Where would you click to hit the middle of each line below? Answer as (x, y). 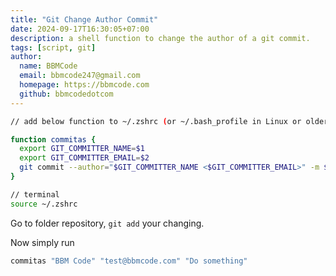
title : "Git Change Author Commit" (84, 19)
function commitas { (53, 139)
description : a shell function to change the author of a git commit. (160, 38)
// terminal (35, 194)
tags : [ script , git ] (53, 47)
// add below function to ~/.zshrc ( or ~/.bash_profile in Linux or (156, 121)
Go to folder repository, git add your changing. (107, 223)
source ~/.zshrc (44, 204)
